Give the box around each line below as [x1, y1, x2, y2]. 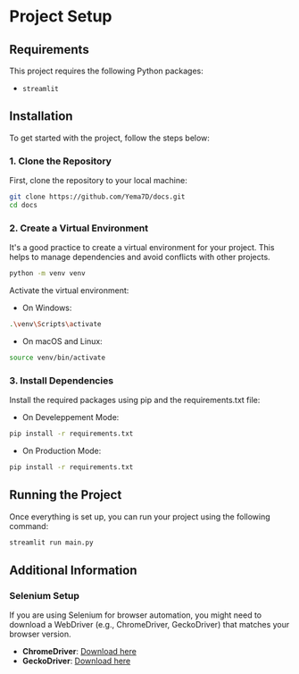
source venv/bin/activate [9, 353, 105, 362]
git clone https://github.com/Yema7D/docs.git [9, 192, 186, 202]
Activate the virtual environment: [9, 285, 129, 296]
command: [9, 520, 49, 531]
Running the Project [9, 487, 122, 502]
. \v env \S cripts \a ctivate [9, 320, 102, 329]
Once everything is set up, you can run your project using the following [9, 511, 270, 522]
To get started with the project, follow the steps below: [9, 132, 210, 143]
